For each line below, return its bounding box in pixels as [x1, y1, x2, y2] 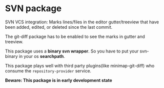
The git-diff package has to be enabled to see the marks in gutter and [5, 34, 145, 39]
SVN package [5, 3, 62, 14]
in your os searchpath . [19, 53, 65, 59]
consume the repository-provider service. [5, 68, 92, 73]
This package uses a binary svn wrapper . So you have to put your [5, 48, 139, 54]
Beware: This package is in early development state [5, 77, 112, 83]
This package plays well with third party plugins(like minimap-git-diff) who [5, 63, 155, 69]
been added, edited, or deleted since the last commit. [5, 24, 113, 30]
